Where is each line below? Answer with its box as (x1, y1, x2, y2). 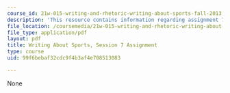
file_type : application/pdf (7, 29, 88, 36)
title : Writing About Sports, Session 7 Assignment (7, 42, 157, 49)
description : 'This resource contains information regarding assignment (7, 16, 219, 23)
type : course (7, 49, 44, 55)
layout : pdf (7, 36, 41, 42)
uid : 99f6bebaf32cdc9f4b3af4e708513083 (7, 55, 121, 62)
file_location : (7, 23, 51, 29)
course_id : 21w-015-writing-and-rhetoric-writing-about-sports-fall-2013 (7, 10, 222, 17)
